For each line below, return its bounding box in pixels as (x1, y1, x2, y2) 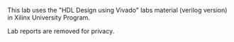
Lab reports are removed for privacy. (7, 27, 115, 35)
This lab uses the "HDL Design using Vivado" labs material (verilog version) (7, 6, 228, 14)
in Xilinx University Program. (7, 13, 91, 22)
